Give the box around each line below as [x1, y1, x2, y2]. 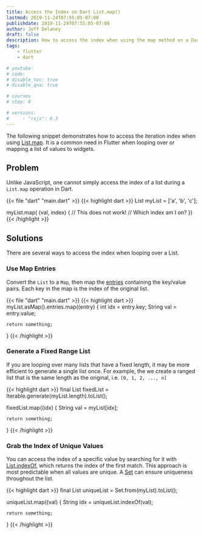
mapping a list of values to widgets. [6, 145, 95, 152]
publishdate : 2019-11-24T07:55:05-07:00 [6, 20, 110, 26]
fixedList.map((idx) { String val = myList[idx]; [6, 404, 118, 411]
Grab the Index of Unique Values [6, 441, 104, 450]
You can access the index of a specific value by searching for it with [6, 455, 177, 463]
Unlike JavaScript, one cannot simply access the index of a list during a [6, 179, 185, 186]
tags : [6, 43, 20, 49]
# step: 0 [6, 99, 32, 105]
